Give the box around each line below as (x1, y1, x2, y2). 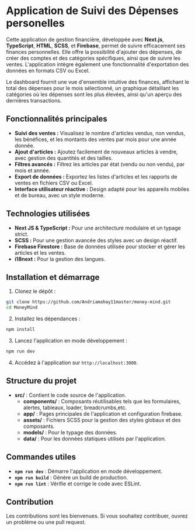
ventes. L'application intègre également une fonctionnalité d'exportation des (6, 60, 189, 68)
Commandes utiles (6, 452, 76, 462)
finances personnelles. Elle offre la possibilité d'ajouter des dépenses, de (6, 48, 182, 55)
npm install (6, 327, 35, 333)
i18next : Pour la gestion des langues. (14, 255, 106, 262)
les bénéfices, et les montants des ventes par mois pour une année (14, 136, 176, 143)
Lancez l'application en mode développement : (14, 337, 127, 344)
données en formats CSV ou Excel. (6, 67, 90, 74)
